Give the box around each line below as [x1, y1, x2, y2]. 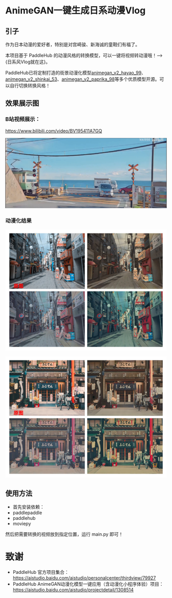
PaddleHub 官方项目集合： [12, 569, 69, 575]
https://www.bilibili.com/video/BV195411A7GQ [5, 128, 102, 134]
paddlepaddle [12, 510, 42, 516]
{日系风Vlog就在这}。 [5, 59, 50, 65]
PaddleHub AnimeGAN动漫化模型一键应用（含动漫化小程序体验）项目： [12, 581, 164, 587]
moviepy [12, 520, 31, 527]
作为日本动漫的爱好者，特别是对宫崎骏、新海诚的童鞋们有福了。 [5, 42, 140, 47]
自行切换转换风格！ [9, 83, 50, 88]
